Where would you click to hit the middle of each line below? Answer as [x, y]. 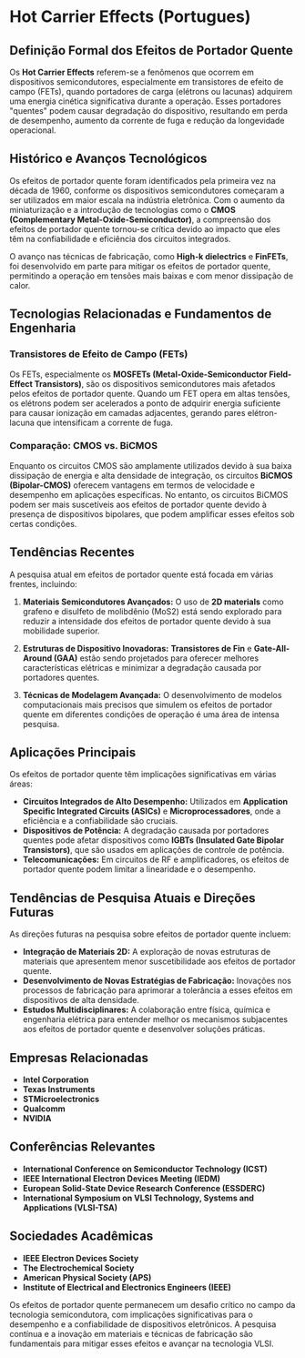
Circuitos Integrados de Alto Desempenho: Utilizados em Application [155, 802]
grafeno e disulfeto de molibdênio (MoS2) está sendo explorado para [152, 611]
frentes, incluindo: [43, 583]
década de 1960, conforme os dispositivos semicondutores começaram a [147, 190]
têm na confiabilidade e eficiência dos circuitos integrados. [120, 238]
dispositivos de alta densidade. [81, 1000]
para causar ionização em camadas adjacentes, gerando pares [127, 412]
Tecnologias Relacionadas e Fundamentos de [141, 314]
